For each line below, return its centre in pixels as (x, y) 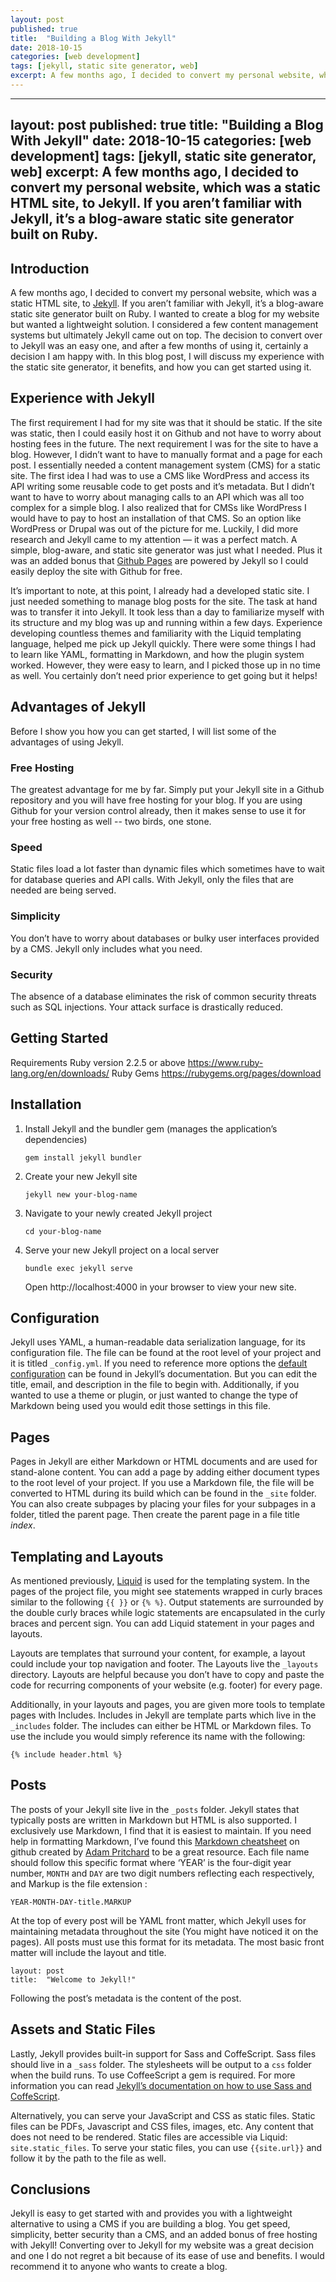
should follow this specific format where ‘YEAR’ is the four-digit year (151, 1862)
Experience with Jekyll (82, 398)
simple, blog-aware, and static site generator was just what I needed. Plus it (166, 550)
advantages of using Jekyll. (67, 742)
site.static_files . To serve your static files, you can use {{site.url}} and (166, 2147)
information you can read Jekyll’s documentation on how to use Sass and (161, 2085)
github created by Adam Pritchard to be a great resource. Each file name (160, 1852)
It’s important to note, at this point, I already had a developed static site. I (160, 590)
